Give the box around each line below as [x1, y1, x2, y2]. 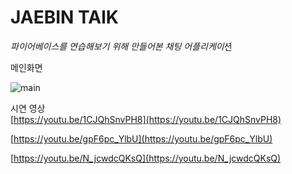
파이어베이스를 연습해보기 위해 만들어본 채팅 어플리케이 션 [10, 40, 233, 52]
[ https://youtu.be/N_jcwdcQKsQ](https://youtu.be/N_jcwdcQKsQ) [10, 152, 282, 164]
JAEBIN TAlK [10, 6, 119, 29]
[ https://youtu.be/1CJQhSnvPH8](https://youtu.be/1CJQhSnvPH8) [10, 113, 282, 125]
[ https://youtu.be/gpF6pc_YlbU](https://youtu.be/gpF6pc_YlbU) [10, 132, 273, 145]
